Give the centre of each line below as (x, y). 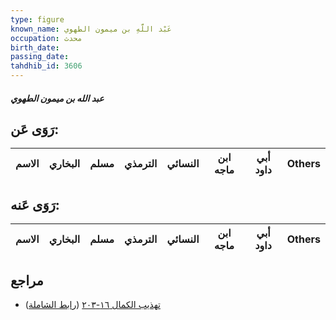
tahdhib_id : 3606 (46, 66)
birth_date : (35, 47)
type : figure (37, 19)
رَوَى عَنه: (35, 204)
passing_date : (40, 57)
